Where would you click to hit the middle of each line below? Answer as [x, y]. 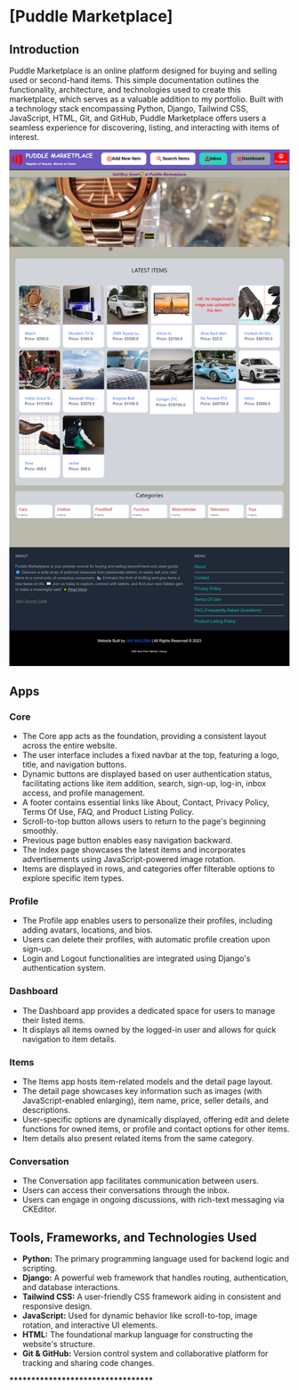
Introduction [44, 49]
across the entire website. [69, 745]
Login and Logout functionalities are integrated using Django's [136, 958]
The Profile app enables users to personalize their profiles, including [147, 921]
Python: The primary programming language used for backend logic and [155, 1258]
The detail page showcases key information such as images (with [142, 1090]
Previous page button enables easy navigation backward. [127, 840]
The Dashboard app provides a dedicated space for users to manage [149, 1010]
